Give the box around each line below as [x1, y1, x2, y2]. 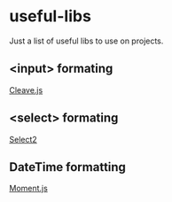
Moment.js [9, 183, 49, 194]
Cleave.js [9, 84, 43, 95]
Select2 [9, 134, 37, 144]
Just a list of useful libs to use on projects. [9, 35, 164, 46]
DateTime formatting [9, 159, 127, 175]
